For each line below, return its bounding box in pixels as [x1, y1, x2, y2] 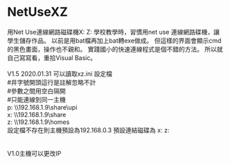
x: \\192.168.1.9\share [7, 110, 67, 119]
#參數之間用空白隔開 [7, 87, 66, 95]
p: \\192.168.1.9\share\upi [7, 103, 78, 111]
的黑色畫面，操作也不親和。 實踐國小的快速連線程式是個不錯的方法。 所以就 [7, 45, 223, 53]
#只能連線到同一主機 [7, 95, 66, 103]
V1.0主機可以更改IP [7, 149, 62, 157]
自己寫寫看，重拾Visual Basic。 [7, 53, 97, 62]
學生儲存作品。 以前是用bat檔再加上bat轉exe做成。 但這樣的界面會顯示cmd [7, 36, 222, 45]
